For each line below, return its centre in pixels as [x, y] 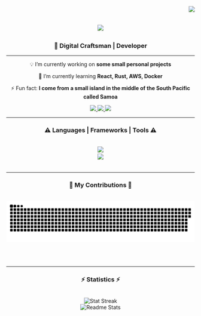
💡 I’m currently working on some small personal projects [100, 65]
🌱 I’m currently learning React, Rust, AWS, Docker [100, 76]
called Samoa [100, 97]
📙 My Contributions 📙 [100, 185]
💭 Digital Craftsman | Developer [100, 46]
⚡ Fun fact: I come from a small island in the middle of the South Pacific [100, 88]
